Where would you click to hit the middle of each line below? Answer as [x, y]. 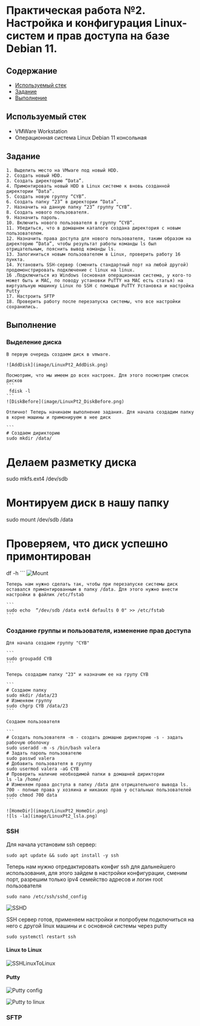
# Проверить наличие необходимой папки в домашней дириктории [85, 774]
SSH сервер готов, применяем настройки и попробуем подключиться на [100, 919]
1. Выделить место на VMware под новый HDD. [63, 170]
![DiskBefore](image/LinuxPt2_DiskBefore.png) [65, 402]
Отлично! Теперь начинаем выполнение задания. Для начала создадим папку [100, 412]
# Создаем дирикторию [33, 433]
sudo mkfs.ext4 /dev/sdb [37, 479]
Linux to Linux [24, 950]
